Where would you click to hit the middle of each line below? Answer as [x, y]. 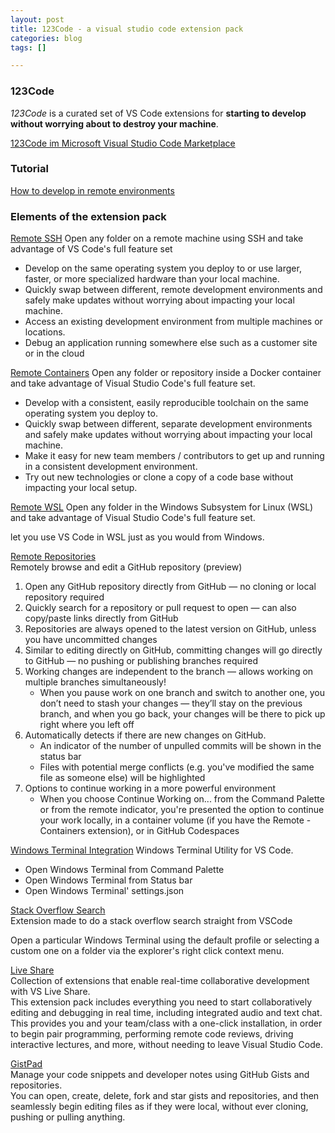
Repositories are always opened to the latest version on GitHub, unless [170, 629]
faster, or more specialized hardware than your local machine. [152, 279]
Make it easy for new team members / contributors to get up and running [174, 456]
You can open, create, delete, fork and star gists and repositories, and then [165, 1096]
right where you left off [87, 725]
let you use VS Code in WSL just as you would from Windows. [137, 537]
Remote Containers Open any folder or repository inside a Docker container [166, 373]
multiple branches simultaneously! [95, 682]
